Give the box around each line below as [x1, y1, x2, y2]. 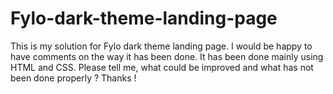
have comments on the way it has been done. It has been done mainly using [10, 50, 324, 62]
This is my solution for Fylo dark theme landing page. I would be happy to [10, 40, 313, 52]
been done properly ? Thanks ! [10, 72, 137, 84]
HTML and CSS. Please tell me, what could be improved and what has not [10, 61, 314, 73]
